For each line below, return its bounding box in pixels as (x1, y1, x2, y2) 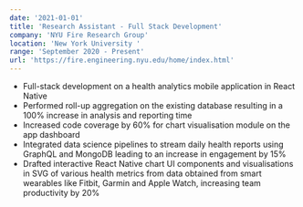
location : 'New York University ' (9, 38, 141, 48)
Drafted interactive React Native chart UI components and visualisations (22, 159, 294, 169)
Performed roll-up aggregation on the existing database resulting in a (22, 100, 283, 110)
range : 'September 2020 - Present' (9, 47, 145, 57)
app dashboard (22, 129, 80, 140)
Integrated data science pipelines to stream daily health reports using (22, 139, 285, 150)
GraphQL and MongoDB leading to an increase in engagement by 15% (22, 149, 287, 160)
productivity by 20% (22, 188, 100, 198)
